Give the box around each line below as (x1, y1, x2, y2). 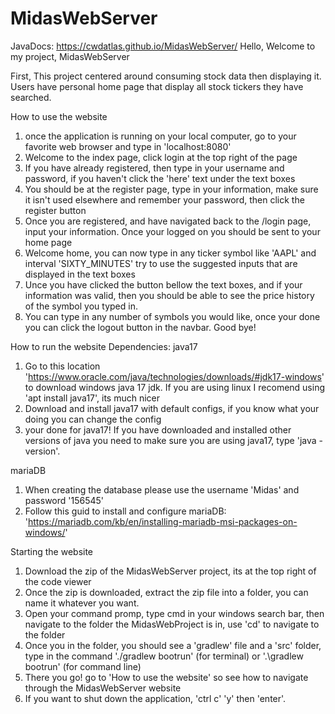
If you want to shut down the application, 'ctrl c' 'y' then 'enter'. (24, 692, 287, 704)
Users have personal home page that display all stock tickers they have (10, 80, 304, 92)
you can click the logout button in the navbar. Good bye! (24, 321, 257, 333)
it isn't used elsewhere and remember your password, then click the (24, 193, 305, 206)
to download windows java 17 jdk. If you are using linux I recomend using (24, 381, 326, 393)
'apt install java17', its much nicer (24, 392, 161, 404)
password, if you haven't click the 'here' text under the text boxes (24, 172, 296, 184)
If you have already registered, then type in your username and (24, 162, 285, 174)
